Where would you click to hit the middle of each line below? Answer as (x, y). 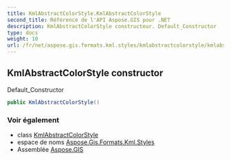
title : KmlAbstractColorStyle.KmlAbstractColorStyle (84, 13)
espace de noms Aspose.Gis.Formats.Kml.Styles (86, 142)
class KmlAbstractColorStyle (57, 135)
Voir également (33, 119)
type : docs (23, 33)
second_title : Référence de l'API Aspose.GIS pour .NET (89, 20)
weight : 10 (23, 39)
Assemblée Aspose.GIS (50, 149)
